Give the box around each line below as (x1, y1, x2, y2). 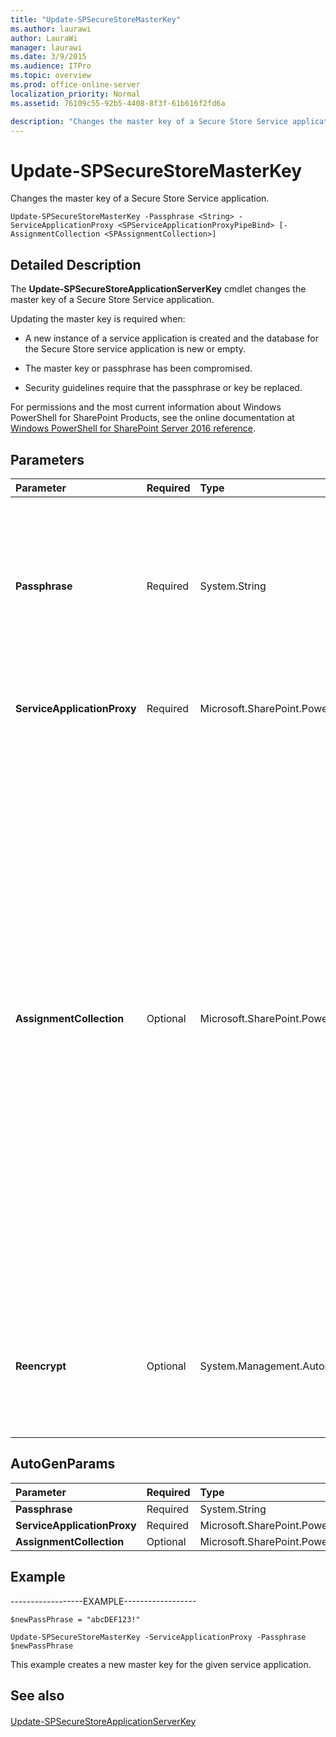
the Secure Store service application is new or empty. (24, 343, 247, 355)
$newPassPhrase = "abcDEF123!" (10, 1614, 141, 1625)
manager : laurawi (10, 42, 83, 53)
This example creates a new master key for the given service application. (10, 1658, 312, 1670)
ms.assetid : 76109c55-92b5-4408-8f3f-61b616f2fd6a (10, 98, 226, 108)
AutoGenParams (10, 1456, 116, 1473)
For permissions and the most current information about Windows (10, 401, 282, 413)
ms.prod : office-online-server (10, 80, 141, 90)
